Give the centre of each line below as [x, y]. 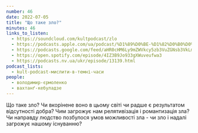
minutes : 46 [21, 28]
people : [16, 77]
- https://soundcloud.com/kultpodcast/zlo [64, 39]
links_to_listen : [27, 34]
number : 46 [19, 11]
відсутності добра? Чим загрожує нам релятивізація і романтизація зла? [98, 111]
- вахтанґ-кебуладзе [37, 88]
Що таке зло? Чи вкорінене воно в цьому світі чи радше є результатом [95, 105]
